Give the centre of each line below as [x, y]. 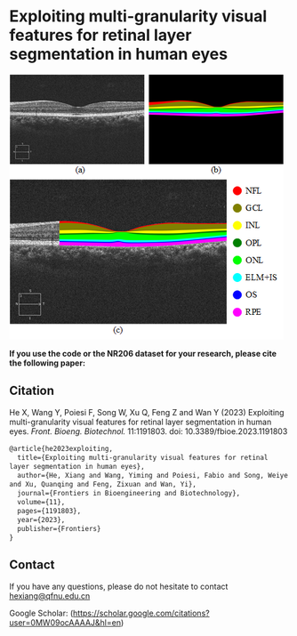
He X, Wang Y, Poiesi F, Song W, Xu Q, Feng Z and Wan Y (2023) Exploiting [147, 412]
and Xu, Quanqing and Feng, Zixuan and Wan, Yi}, [103, 484]
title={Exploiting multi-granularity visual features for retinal [143, 457]
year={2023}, [41, 519]
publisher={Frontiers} [59, 528]
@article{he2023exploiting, [61, 448]
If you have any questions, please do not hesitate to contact [119, 586]
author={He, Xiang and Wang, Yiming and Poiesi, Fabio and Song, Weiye [153, 475]
